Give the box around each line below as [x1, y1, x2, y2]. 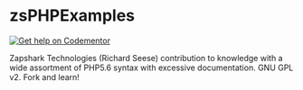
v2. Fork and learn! [9, 71, 80, 82]
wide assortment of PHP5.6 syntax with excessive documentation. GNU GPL [9, 62, 294, 73]
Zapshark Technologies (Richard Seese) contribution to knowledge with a [9, 52, 283, 63]
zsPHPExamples [9, 5, 136, 26]
